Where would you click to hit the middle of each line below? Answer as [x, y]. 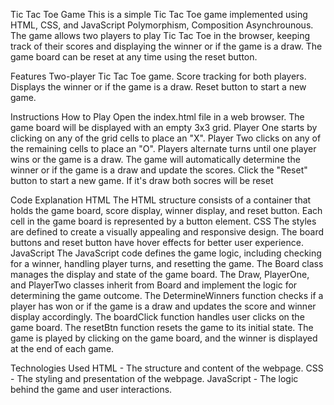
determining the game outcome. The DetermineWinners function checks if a [167, 295]
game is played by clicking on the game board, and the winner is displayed [164, 338]
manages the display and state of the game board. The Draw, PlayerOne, [160, 274]
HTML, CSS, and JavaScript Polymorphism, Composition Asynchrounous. [162, 25]
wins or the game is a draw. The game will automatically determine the [155, 159]
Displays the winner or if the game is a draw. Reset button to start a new [158, 87]
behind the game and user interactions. [91, 389]
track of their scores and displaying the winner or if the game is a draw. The [166, 46]
